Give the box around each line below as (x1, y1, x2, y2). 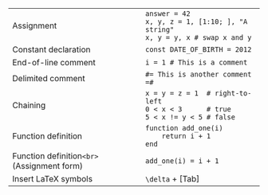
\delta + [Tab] (144, 174, 200, 184)
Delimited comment (12, 73, 85, 84)
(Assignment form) (12, 161, 84, 171)
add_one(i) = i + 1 (144, 157, 219, 166)
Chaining (12, 99, 46, 111)
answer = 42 (144, 10, 191, 18)
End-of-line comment (12, 57, 96, 68)
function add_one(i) (144, 123, 223, 132)
